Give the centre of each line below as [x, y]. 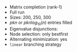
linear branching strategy [35, 44]
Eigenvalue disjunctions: [34, 29]
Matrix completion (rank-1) [36, 7]
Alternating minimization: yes [38, 39]
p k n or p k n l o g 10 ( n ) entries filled [41, 23]
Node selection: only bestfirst [39, 34]
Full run [17, 12]
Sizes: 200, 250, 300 [30, 17]
